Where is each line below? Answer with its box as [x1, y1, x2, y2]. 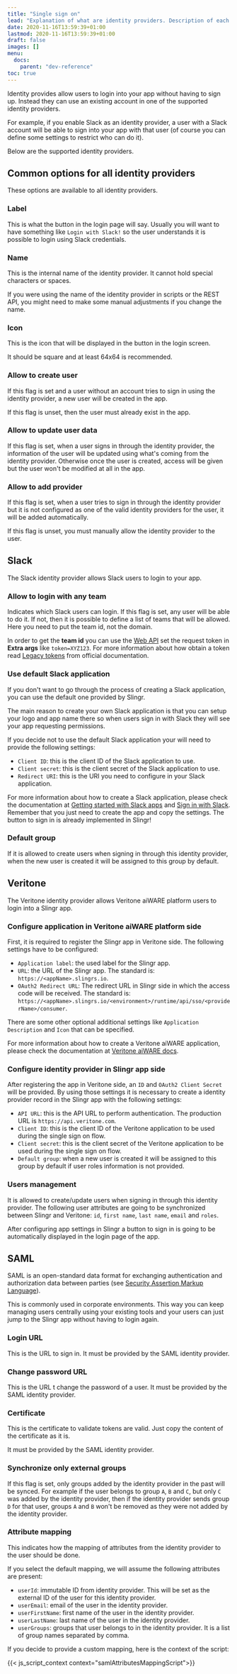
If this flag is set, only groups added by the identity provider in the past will [7, 1479, 225, 1488]
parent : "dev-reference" [20, 63, 93, 70]
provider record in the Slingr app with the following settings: [7, 1095, 183, 1104]
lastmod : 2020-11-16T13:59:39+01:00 [7, 30, 115, 38]
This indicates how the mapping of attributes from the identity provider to [7, 1543, 221, 1551]
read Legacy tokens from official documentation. [7, 652, 149, 660]
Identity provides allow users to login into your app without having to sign [7, 89, 221, 98]
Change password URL [7, 1366, 88, 1376]
